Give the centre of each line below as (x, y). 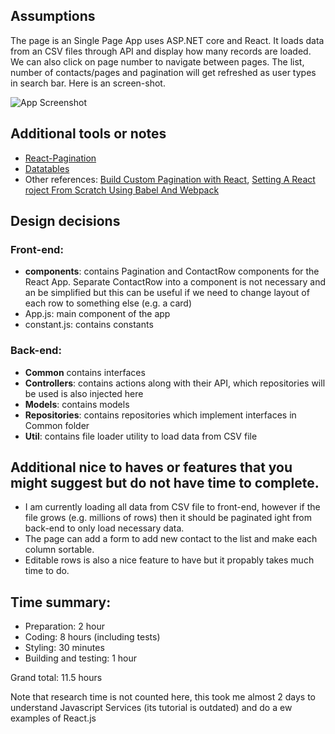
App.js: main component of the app (97, 314)
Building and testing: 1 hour (81, 658)
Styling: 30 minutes (64, 648)
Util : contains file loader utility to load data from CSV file (141, 436)
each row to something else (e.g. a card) (108, 303)
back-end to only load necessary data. (104, 528)
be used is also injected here (84, 393)
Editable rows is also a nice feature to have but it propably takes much (169, 560)
